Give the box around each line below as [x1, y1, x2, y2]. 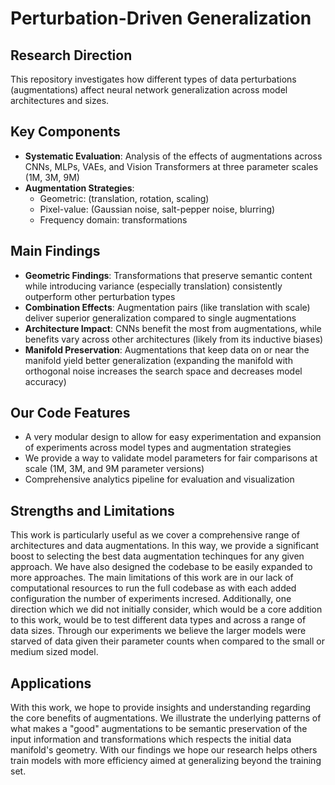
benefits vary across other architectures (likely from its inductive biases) [24, 333, 324, 345]
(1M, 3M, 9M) [24, 171, 80, 183]
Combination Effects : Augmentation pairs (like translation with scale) [24, 301, 311, 313]
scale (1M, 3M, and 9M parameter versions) [24, 463, 205, 475]
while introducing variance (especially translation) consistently [24, 280, 283, 292]
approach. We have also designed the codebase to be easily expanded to [10, 561, 313, 573]
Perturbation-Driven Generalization [10, 7, 312, 30]
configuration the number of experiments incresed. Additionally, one [10, 593, 292, 605]
